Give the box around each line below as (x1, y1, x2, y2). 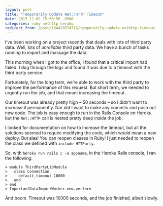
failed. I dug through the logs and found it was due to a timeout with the (5, 65, 150, 71)
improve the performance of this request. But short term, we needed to (5, 84, 149, 90)
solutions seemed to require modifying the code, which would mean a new (5, 130, 157, 136)
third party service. (5, 70, 44, 76)
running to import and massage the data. (5, 50, 88, 56)
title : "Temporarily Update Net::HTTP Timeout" (5, 12, 105, 17)
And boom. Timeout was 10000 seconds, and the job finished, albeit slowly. (5, 195, 159, 201)
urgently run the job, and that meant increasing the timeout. (5, 90, 126, 96)
